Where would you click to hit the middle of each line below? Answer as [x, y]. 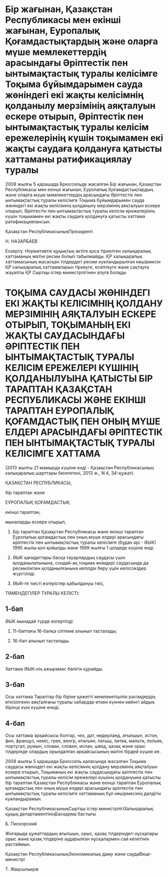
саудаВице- [139, 854]
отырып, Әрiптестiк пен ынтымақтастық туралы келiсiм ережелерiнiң [80, 211]
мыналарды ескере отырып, [36, 522]
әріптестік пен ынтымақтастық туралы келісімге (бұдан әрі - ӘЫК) [84, 542]
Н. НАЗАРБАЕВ [21, 241]
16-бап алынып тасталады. [41, 641]
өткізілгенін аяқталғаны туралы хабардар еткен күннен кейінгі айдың [80, 702]
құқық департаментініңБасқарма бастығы [51, 814]
